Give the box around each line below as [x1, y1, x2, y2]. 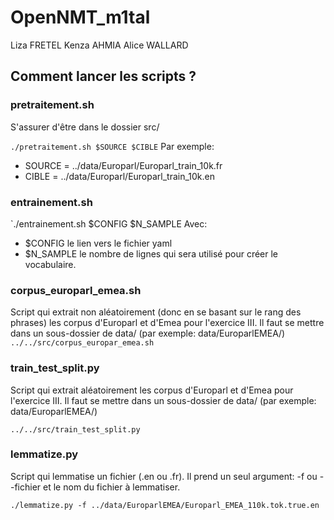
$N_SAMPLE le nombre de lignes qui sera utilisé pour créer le [24, 247, 279, 260]
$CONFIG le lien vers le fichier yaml [24, 237, 173, 249]
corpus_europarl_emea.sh [10, 283, 142, 297]
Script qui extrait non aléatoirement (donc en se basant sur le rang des [10, 306, 302, 318]
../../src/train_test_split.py [10, 424, 141, 435]
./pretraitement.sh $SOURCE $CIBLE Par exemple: [10, 140, 215, 152]
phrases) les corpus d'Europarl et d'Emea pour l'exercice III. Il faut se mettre [10, 317, 325, 329]
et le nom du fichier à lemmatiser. [43, 481, 181, 493]
